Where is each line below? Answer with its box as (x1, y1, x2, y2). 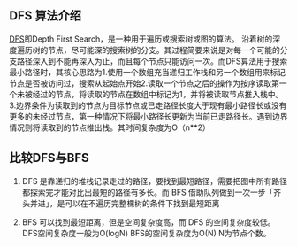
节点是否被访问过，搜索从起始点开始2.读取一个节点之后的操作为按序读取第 (9, 78, 280, 89)
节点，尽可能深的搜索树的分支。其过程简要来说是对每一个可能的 (47, 44, 280, 55)
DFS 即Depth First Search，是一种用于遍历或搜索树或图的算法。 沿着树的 (9, 34, 273, 44)
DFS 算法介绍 (9, 8, 82, 24)
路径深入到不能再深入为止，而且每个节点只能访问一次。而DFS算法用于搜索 (16, 56, 288, 66)
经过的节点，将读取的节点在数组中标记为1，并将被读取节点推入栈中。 (32, 89, 284, 99)
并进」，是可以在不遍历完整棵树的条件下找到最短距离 (29, 197, 220, 208)
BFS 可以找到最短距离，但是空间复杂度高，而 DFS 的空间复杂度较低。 (21, 216, 276, 228)
